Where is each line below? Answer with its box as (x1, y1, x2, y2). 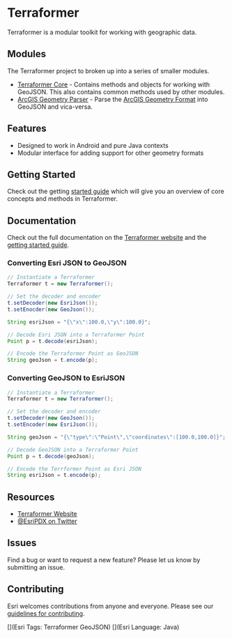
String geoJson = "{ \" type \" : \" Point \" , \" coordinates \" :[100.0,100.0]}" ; (7, 434, 226, 441)
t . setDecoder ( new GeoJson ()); (7, 415, 95, 422)
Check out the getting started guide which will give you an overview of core (7, 187, 224, 196)
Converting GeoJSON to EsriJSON (7, 373, 125, 383)
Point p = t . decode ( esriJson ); (7, 337, 98, 344)
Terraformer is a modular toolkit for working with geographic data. (7, 28, 197, 36)
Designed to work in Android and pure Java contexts (17, 141, 169, 149)
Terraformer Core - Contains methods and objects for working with (17, 80, 210, 89)
